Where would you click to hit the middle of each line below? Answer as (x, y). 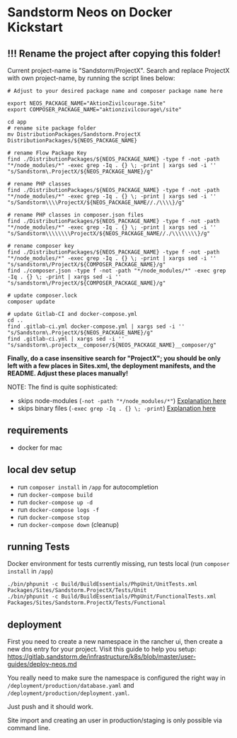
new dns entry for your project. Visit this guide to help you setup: (102, 649)
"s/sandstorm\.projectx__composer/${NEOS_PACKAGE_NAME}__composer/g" (112, 345)
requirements (38, 430)
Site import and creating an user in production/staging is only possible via (115, 720)
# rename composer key (41, 246)
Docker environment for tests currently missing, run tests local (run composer (118, 564)
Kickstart (35, 27)
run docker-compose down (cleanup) (68, 524)
